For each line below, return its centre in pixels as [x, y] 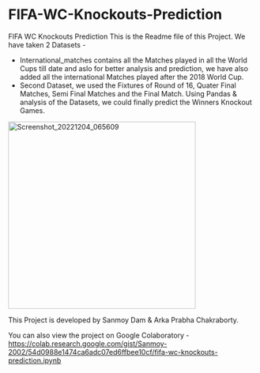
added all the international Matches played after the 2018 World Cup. [132, 77]
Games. [32, 110]
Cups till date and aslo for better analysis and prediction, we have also [134, 68]
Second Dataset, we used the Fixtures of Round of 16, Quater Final [128, 85]
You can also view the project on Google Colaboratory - [99, 335]
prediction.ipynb [35, 360]
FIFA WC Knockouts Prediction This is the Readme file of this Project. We [127, 36]
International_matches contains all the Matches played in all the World [133, 60]
